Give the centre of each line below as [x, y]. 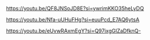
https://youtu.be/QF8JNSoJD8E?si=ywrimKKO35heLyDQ [75, 8]
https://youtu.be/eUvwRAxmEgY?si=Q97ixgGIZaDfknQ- [74, 31]
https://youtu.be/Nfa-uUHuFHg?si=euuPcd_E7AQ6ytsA [73, 19]
